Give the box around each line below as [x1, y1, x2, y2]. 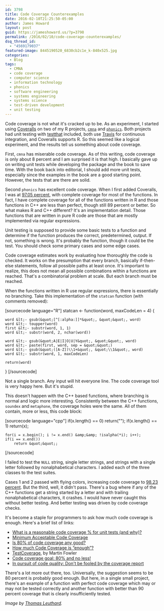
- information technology [9, 80, 63, 85]
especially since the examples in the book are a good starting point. [5, 172, 141, 178]
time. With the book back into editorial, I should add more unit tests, [5, 166, 141, 172]
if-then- [139, 258, 156, 263]
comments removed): [5, 298, 48, 304]
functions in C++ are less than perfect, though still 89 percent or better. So [5, 202, 156, 208]
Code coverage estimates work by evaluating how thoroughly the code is [5, 252, 153, 258]
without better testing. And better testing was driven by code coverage [5, 500, 148, 506]
